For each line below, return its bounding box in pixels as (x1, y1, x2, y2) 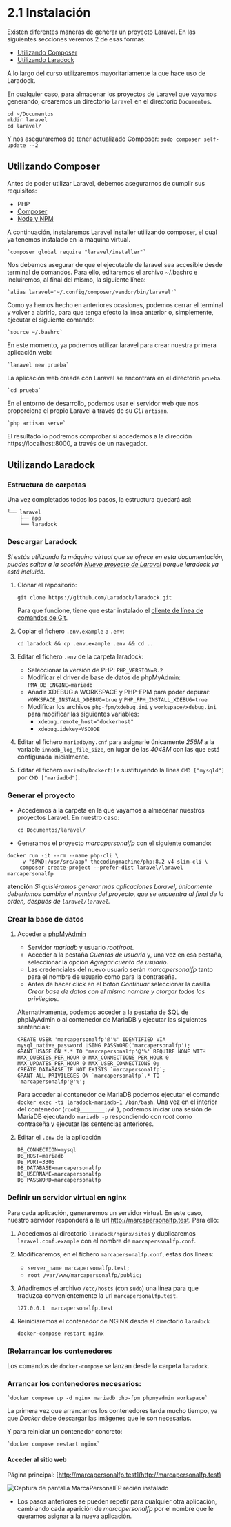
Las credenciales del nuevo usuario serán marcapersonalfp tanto (27, 965, 214, 974)
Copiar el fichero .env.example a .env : (17, 627, 125, 635)
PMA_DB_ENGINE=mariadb (27, 681, 93, 688)
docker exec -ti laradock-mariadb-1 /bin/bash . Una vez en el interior (17, 1098, 218, 1106)
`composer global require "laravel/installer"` (7, 249, 147, 255)
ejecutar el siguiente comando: (7, 315, 95, 324)
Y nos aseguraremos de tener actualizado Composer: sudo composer (7, 135, 201, 143)
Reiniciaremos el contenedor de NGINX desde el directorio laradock (17, 1316, 210, 1325)
